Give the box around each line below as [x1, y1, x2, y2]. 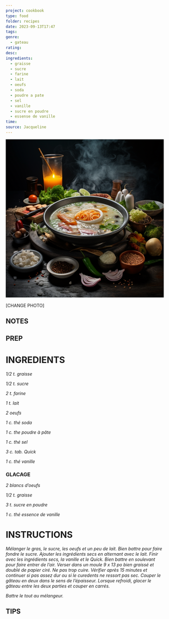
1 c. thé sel [6, 439, 28, 445]
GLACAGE [6, 471, 31, 478]
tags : [6, 29, 17, 35]
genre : [6, 35, 20, 40]
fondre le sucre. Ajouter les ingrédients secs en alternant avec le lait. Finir [6, 551, 158, 557]
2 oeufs [6, 410, 22, 416]
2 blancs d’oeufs [6, 482, 41, 488]
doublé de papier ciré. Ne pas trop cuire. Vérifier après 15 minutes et [6, 567, 147, 573]
